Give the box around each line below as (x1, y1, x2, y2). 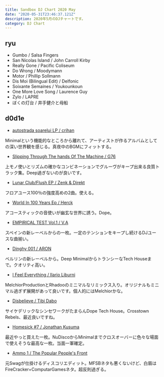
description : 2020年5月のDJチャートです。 (5, 16, 85, 21)
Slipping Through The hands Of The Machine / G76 (12, 153, 116, 159)
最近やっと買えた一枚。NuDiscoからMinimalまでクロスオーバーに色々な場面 (5, 334, 159, 340)
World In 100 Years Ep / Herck (12, 200, 73, 205)
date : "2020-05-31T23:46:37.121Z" (5, 12, 76, 17)
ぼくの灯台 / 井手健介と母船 (12, 100, 68, 106)
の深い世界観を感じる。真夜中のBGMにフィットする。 (5, 144, 114, 149)
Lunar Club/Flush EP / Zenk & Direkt (12, 179, 85, 185)
